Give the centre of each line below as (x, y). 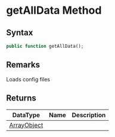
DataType (26, 115)
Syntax (20, 33)
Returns (21, 98)
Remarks (23, 65)
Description (89, 115)
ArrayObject (26, 125)
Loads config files (28, 79)
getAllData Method (54, 10)
